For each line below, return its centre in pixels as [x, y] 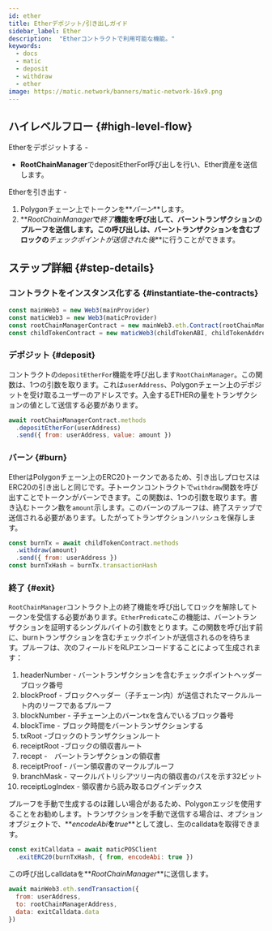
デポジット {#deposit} [52, 356]
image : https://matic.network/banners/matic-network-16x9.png [115, 91]
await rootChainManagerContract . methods [78, 420]
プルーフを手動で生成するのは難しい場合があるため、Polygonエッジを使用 [132, 804]
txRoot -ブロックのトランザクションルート [90, 736]
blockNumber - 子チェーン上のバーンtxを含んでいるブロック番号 [127, 716]
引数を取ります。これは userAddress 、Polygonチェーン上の [143, 384]
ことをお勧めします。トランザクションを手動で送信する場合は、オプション [139, 814]
